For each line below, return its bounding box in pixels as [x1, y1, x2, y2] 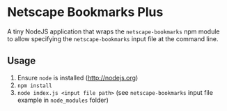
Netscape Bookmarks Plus [7, 4, 164, 20]
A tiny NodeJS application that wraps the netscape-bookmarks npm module [7, 27, 220, 36]
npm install [17, 82, 52, 89]
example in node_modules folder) [17, 96, 109, 104]
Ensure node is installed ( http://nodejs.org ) [17, 73, 139, 82]
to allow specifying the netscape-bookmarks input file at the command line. [7, 34, 219, 43]
